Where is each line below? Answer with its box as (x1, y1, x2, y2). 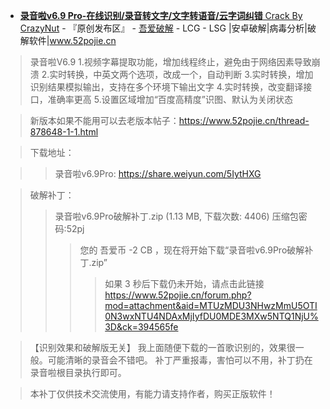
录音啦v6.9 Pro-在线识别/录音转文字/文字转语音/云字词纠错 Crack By (19, 10, 303, 21)
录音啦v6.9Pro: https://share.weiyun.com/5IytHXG (54, 168, 262, 179)
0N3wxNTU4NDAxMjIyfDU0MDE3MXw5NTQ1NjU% (104, 310, 319, 322)
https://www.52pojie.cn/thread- (178, 115, 310, 126)
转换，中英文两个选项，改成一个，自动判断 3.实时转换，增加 (66, 69, 314, 80)
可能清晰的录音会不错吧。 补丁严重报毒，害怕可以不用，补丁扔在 (47, 354, 313, 366)
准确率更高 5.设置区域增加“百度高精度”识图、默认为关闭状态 (47, 94, 294, 105)
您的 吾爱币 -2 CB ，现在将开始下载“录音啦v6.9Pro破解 (79, 244, 305, 256)
